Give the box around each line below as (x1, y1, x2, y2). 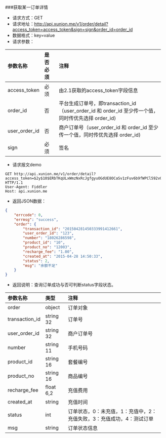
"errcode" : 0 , (14, 212, 43, 217)
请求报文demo (12, 162, 42, 167)
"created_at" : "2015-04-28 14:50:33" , (23, 254, 103, 259)
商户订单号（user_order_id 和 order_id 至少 (58, 124, 159, 131)
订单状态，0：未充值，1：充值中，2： (68, 408, 157, 415)
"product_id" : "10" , (23, 240, 65, 245)
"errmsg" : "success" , (14, 217, 58, 222)
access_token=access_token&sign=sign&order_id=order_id (12, 27, 133, 32)
